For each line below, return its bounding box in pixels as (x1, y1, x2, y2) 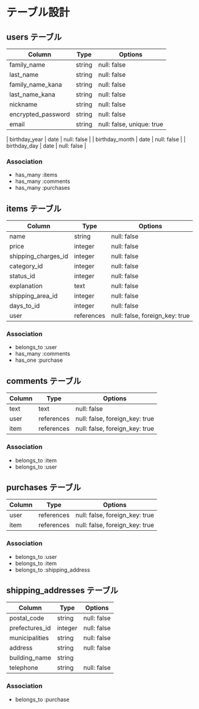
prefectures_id (9, 624, 51, 632)
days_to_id (9, 301, 40, 310)
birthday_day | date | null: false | (6, 142, 86, 149)
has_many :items (15, 171, 58, 179)
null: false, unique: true (98, 120, 163, 128)
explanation (9, 282, 43, 290)
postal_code (9, 614, 44, 622)
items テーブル (6, 203, 62, 214)
